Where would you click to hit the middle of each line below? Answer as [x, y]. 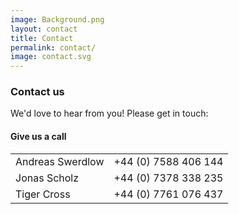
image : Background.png [57, 19]
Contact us [37, 92]
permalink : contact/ [53, 47]
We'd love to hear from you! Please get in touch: [109, 113]
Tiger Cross [43, 194]
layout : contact [44, 29]
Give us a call [38, 137]
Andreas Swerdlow [60, 161]
